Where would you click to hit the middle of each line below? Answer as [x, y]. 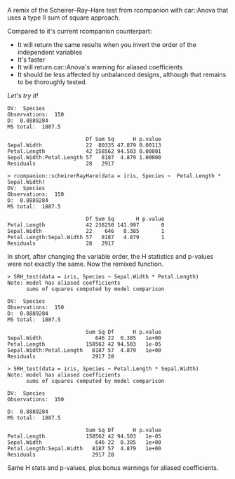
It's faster [31, 60]
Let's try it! [23, 95]
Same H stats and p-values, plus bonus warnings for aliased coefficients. [113, 468]
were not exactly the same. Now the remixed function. [85, 264]
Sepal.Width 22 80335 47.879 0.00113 [84, 145]
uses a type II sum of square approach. [64, 18]
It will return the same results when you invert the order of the [107, 45]
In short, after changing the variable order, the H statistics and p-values [110, 256]
